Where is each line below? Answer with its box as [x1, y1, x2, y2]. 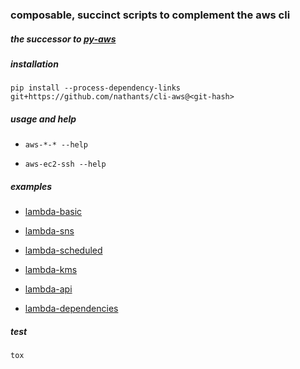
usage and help [10, 113, 77, 125]
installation [10, 58, 59, 70]
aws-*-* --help [24, 140, 89, 150]
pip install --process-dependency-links [10, 83, 182, 93]
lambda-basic [24, 206, 83, 218]
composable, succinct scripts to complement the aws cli [10, 8, 291, 22]
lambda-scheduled [24, 244, 103, 257]
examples [10, 180, 53, 192]
